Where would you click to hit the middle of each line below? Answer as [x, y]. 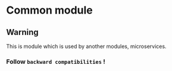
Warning [22, 32]
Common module [50, 10]
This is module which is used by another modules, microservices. [86, 46]
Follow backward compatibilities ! [56, 62]
